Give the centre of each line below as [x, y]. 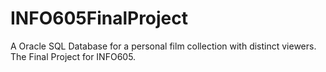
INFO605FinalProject [99, 18]
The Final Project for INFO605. [73, 56]
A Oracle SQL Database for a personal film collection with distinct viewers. [163, 46]
